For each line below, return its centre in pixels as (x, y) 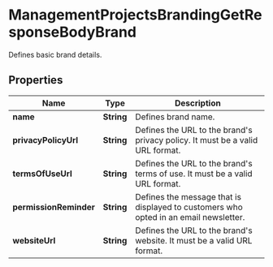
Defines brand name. (175, 117)
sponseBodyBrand (72, 32)
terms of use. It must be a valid (194, 174)
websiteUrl (34, 240)
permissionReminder (54, 207)
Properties (36, 80)
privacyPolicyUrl (45, 140)
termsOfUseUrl (43, 174)
